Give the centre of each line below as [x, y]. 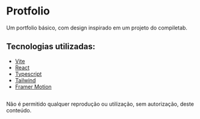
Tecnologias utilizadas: [51, 47]
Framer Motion [33, 87]
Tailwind [25, 80]
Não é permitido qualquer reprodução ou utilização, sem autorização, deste [100, 104]
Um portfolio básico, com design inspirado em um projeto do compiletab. [97, 28]
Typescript [28, 74]
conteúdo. [19, 111]
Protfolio [28, 11]
